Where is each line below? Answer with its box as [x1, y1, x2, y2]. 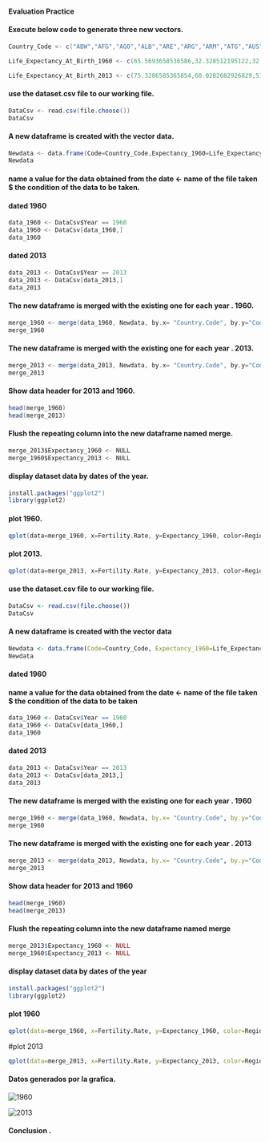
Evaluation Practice [8, 6, 74, 16]
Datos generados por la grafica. [8, 1074, 116, 1083]
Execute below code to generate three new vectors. [8, 25, 184, 34]
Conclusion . [8, 1126, 52, 1136]
